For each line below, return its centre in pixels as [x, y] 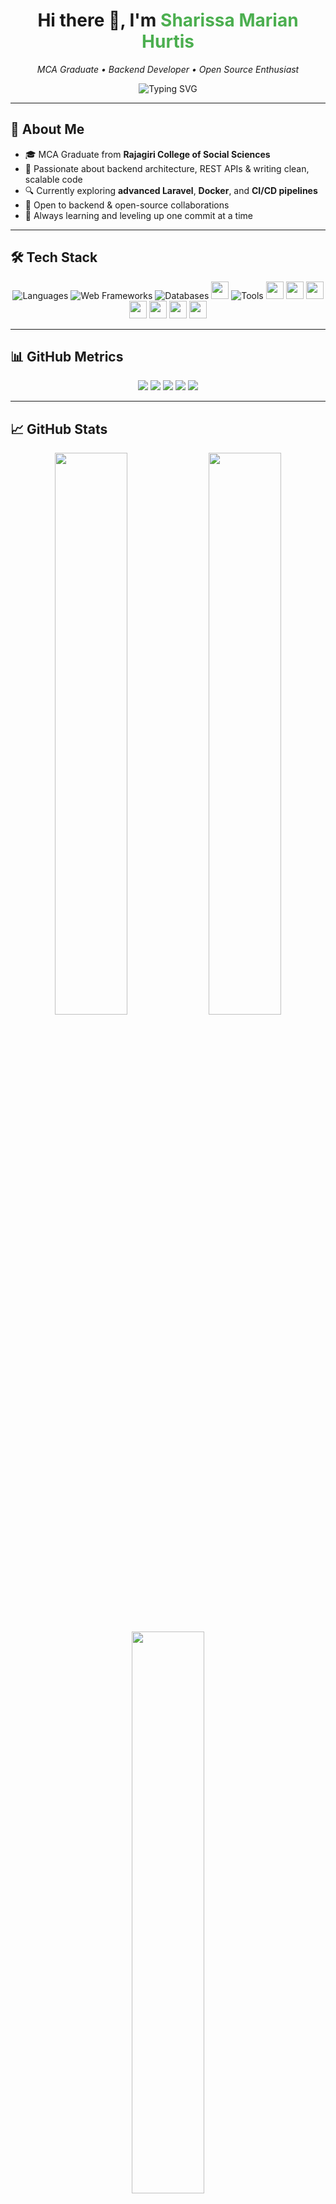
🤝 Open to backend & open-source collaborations [127, 205]
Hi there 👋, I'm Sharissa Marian [168, 20]
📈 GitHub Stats [59, 429]
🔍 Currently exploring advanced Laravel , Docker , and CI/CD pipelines [171, 190]
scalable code [53, 179]
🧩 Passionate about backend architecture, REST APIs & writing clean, [167, 168]
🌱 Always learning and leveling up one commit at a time [138, 215]
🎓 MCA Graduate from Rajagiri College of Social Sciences [147, 154]
